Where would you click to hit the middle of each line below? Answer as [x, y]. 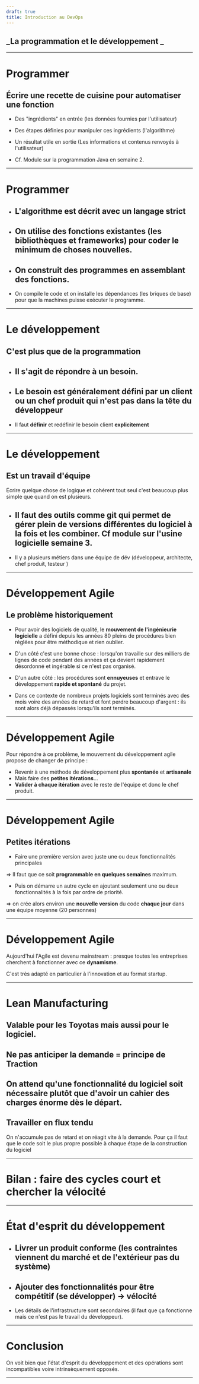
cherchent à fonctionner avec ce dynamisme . [62, 962]
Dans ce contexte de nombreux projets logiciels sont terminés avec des [102, 695]
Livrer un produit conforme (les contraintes [96, 1248]
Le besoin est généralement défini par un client [103, 392]
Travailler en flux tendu [50, 1123]
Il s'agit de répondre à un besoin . [76, 372]
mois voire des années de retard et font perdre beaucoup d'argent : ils [100, 702]
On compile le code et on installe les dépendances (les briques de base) [103, 294]
